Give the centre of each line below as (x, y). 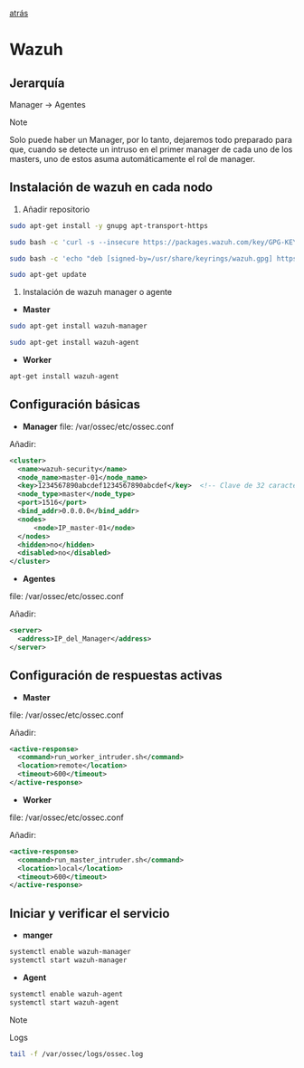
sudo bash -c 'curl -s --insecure (75, 242)
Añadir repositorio (56, 209)
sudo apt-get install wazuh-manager (78, 326)
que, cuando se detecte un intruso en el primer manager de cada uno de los (151, 149)
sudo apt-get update (48, 275)
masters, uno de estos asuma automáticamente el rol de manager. (133, 159)
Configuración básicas (75, 405)
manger (38, 935)
